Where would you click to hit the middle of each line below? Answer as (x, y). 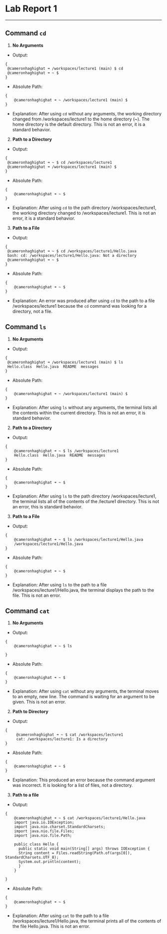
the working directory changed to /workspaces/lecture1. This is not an (84, 213)
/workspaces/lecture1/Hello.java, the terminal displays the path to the (83, 590)
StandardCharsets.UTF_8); (32, 858)
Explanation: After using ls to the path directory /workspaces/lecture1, (84, 496)
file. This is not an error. (37, 595)
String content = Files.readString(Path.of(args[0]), (75, 853)
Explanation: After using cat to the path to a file (61, 916)
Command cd (26, 33)
